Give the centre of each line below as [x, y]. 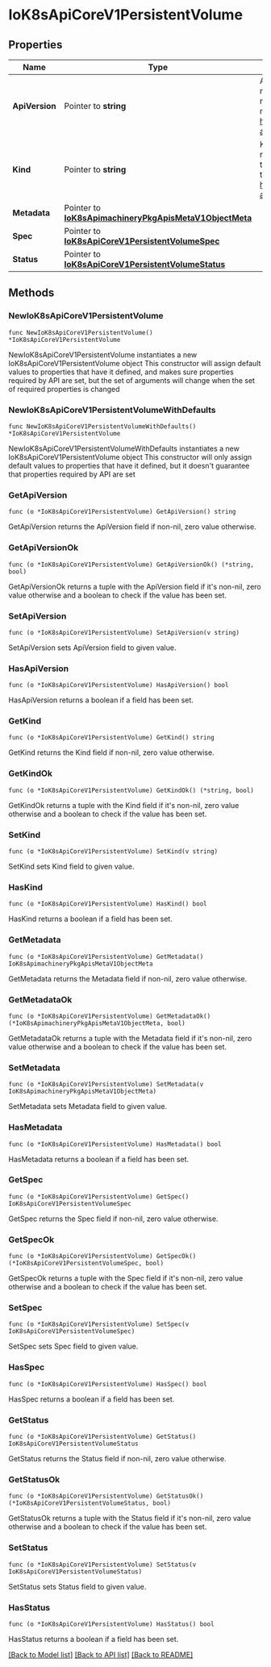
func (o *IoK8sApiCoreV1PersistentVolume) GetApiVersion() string [122, 512]
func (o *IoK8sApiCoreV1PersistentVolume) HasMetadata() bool [115, 1144]
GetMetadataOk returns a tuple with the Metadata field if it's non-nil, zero [130, 1038]
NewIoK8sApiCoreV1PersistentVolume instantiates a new [103, 354]
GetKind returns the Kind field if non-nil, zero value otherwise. [112, 752]
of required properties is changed [64, 389]
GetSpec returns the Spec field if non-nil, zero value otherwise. [113, 1219]
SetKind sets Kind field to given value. [71, 867]
